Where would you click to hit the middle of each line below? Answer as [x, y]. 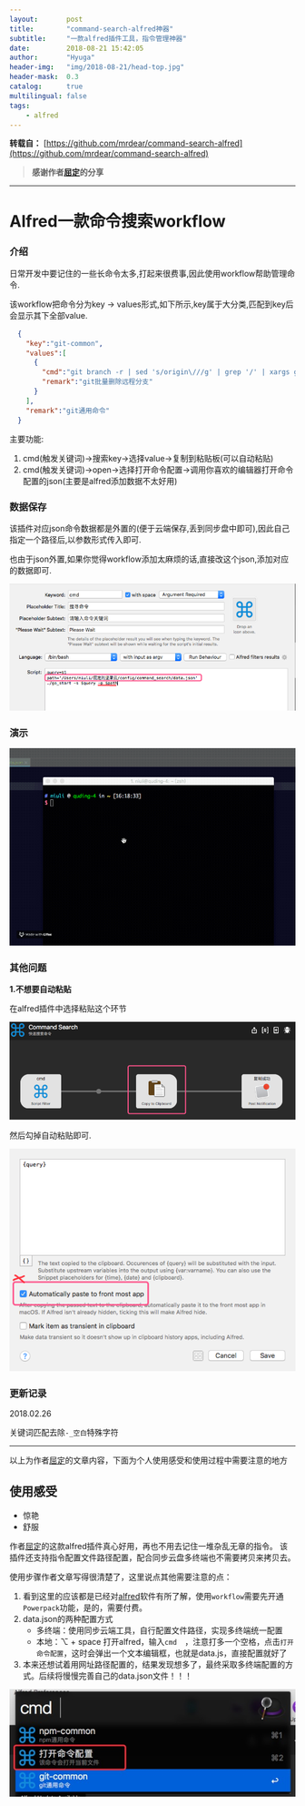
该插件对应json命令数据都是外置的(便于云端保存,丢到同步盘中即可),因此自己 [150, 528]
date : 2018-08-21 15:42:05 [77, 48]
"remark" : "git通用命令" [68, 411]
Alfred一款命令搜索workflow [118, 221]
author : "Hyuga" [52, 58]
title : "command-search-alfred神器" [92, 29]
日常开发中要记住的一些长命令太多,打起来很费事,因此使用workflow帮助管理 [148, 273]
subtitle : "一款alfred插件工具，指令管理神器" [98, 38]
